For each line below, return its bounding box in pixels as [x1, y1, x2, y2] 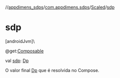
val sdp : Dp [5, 57, 29, 63]
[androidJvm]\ [5, 38, 35, 44]
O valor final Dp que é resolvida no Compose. [5, 67, 99, 73]
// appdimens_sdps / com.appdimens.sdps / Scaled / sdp [5, 4, 114, 10]
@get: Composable [5, 47, 44, 54]
